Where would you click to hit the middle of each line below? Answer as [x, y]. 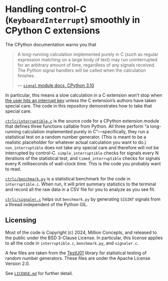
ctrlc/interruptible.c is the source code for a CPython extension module [82, 121]
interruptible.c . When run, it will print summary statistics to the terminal [81, 184]
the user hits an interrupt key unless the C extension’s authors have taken [81, 100]
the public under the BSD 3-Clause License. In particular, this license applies [84, 238]
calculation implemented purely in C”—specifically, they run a [85, 131]
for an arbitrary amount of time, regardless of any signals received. [86, 65]
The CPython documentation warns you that [51, 44]
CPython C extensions [52, 31]
